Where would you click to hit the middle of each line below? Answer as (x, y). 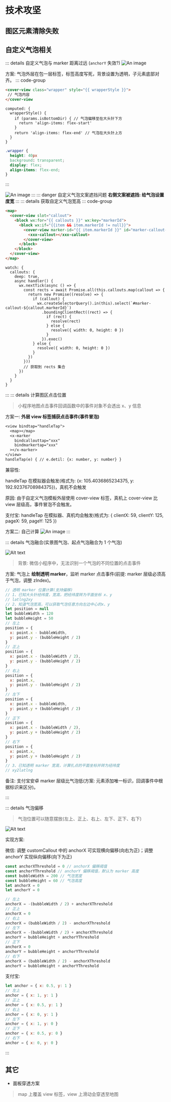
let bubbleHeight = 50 (29, 618)
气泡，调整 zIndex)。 (31, 580)
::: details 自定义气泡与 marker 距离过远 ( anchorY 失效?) (63, 63)
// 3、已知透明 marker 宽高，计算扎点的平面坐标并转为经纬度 (63, 766)
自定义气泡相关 (29, 50)
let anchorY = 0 (22, 890)
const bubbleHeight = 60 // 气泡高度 (44, 881)
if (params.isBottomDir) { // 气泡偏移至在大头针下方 (68, 119)
